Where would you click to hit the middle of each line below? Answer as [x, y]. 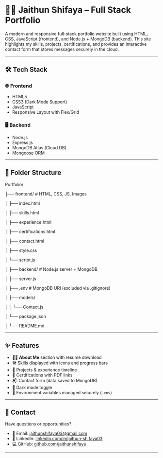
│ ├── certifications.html [30, 231]
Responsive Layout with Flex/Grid [45, 112]
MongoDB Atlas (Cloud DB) [39, 147]
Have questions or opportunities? [38, 424]
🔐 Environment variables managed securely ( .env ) [62, 392]
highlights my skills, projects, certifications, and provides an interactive [76, 44]
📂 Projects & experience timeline [44, 370]
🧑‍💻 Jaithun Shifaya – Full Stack [68, 10]
